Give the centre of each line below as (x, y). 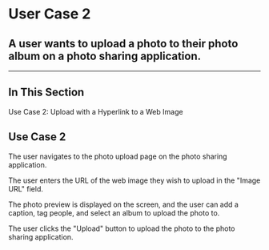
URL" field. (26, 188)
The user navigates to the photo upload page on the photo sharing (118, 156)
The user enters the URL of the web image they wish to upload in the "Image (134, 180)
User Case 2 (50, 14)
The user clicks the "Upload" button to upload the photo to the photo (122, 228)
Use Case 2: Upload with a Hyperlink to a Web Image (96, 111)
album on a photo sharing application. (105, 56)
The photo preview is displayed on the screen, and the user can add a (123, 204)
